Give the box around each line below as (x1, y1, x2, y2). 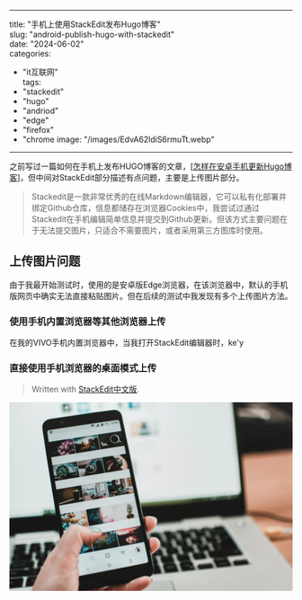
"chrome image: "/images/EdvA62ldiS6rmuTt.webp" (22, 134, 215, 145)
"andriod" (22, 105, 59, 116)
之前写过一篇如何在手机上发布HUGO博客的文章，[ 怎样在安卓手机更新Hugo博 (9, 161, 292, 172)
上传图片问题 (9, 253, 81, 269)
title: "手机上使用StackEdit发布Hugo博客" (9, 19, 161, 30)
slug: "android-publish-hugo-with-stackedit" (9, 29, 175, 40)
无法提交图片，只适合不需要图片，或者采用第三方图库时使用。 (39, 225, 268, 235)
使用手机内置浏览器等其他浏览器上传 (9, 315, 166, 328)
